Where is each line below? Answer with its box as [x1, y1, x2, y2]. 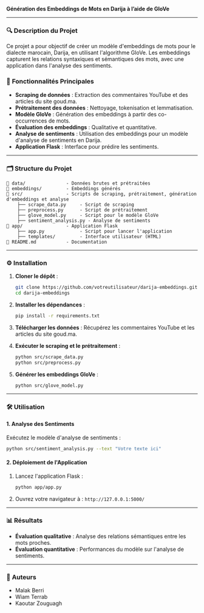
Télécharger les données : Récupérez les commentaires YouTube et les [15, 324, 195, 331]
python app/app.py [15, 484, 62, 490]
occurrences [15, 117, 47, 124]
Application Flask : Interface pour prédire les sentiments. [15, 143, 159, 150]
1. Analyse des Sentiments [6, 420, 75, 427]
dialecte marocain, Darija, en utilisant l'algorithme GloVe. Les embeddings [6, 49, 191, 57]
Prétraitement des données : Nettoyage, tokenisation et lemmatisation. [15, 104, 194, 112]
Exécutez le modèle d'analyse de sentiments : [6, 434, 121, 441]
